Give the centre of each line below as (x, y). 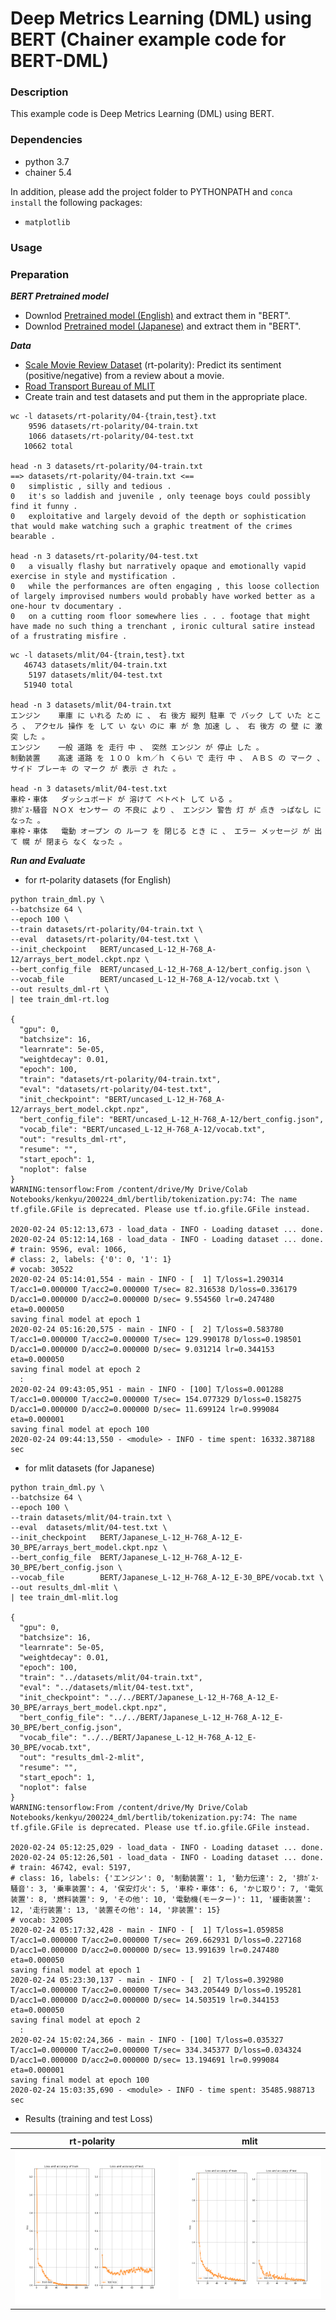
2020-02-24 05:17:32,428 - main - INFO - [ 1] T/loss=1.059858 (147, 1930)
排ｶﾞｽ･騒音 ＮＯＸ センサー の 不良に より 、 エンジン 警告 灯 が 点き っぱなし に (166, 810)
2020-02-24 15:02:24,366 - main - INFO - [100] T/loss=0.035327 (147, 2040)
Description (39, 92)
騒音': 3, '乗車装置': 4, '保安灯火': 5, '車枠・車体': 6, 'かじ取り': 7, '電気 (167, 1889)
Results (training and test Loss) (88, 2118)
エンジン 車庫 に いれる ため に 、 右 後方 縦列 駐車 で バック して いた (156, 716)
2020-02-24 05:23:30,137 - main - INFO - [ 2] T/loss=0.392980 (147, 1980)
